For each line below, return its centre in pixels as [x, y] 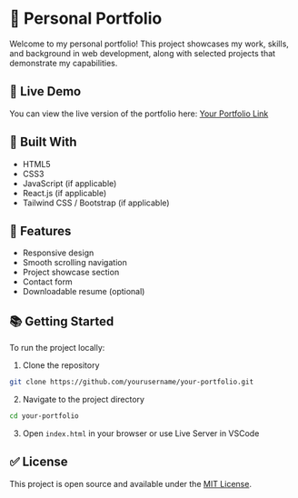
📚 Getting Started [62, 321]
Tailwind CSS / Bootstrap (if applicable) [96, 203]
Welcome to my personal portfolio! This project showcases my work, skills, [149, 44]
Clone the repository [61, 365]
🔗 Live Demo [45, 91]
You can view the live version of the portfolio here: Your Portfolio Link [139, 114]
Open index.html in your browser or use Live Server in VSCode [141, 433]
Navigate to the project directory [84, 400]
